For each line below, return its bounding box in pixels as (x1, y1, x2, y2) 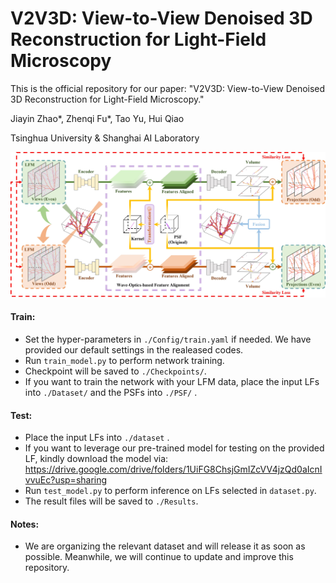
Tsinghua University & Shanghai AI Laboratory (10, 132, 200, 144)
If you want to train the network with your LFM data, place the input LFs (24, 375, 320, 387)
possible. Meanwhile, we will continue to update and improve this (24, 551, 294, 563)
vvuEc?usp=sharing (24, 474, 108, 486)
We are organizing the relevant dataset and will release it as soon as (24, 540, 306, 552)
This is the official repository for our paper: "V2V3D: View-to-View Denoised (10, 82, 326, 94)
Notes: (10, 518, 40, 530)
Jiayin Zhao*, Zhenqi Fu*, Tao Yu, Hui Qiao (10, 112, 185, 124)
